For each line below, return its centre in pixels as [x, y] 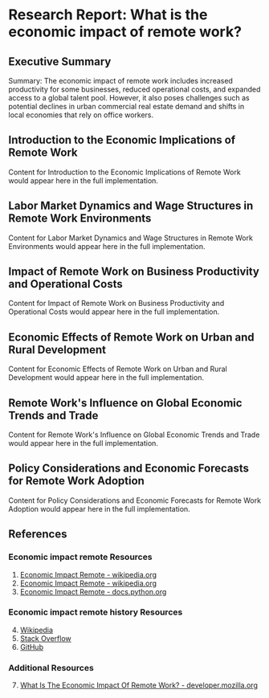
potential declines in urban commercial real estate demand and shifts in [126, 106]
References [38, 535]
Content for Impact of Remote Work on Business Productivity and [116, 304]
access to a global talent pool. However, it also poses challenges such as [129, 98]
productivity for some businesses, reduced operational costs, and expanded [134, 89]
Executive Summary [60, 61]
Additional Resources [51, 667]
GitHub [32, 647]
